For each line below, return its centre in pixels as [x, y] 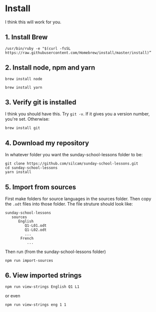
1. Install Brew [26, 37]
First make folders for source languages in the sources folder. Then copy [78, 199]
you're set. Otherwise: [27, 119]
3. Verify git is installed [41, 102]
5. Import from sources [41, 187]
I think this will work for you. [33, 22]
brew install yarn [24, 87]
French [27, 239]
